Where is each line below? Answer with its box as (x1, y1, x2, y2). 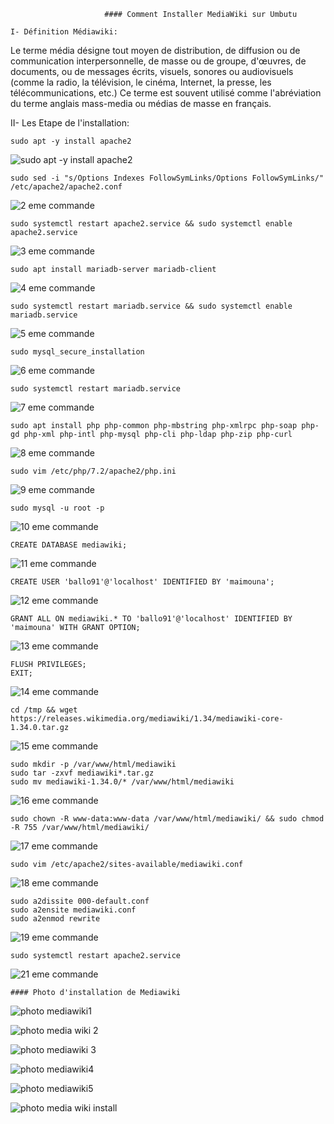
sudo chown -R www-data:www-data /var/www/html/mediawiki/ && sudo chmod (10, 814, 325, 824)
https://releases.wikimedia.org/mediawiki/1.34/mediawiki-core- (10, 714, 284, 724)
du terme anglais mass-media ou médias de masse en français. (10, 98, 272, 109)
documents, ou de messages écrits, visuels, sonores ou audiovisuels (10, 66, 294, 77)
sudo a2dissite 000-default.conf (10, 896, 150, 906)
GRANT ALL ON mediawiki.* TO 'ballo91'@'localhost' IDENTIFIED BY (10, 614, 293, 624)
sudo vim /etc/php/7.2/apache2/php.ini (10, 466, 177, 476)
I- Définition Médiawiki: (10, 27, 118, 37)
